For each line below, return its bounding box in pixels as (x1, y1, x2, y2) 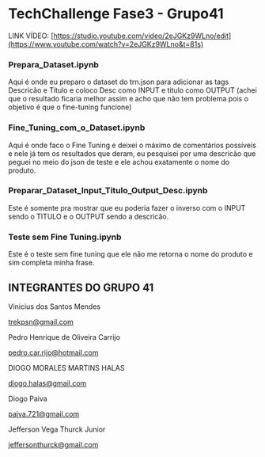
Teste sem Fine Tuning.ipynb (8, 231, 122, 242)
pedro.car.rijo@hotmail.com (8, 348, 99, 357)
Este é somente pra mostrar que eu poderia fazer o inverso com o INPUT (8, 203, 246, 212)
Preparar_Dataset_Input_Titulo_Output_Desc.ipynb (8, 185, 208, 196)
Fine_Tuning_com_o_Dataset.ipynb (8, 122, 146, 133)
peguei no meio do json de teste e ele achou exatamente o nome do (8, 157, 230, 166)
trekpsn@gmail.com (8, 317, 74, 326)
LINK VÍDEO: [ (8, 31, 54, 40)
